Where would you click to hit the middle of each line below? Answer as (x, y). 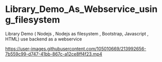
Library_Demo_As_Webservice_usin (81, 9)
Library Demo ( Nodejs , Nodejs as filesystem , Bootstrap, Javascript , (77, 33)
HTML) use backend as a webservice (44, 39)
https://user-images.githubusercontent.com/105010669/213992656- (76, 48)
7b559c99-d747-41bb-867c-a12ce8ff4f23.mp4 (54, 54)
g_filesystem (32, 20)
